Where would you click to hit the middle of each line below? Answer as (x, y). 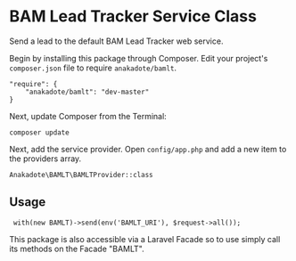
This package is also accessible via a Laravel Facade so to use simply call (145, 239)
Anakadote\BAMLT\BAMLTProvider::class (81, 175)
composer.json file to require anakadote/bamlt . (93, 68)
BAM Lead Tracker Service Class (133, 16)
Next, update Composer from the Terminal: (88, 116)
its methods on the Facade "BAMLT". (77, 249)
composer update (39, 132)
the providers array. (45, 159)
